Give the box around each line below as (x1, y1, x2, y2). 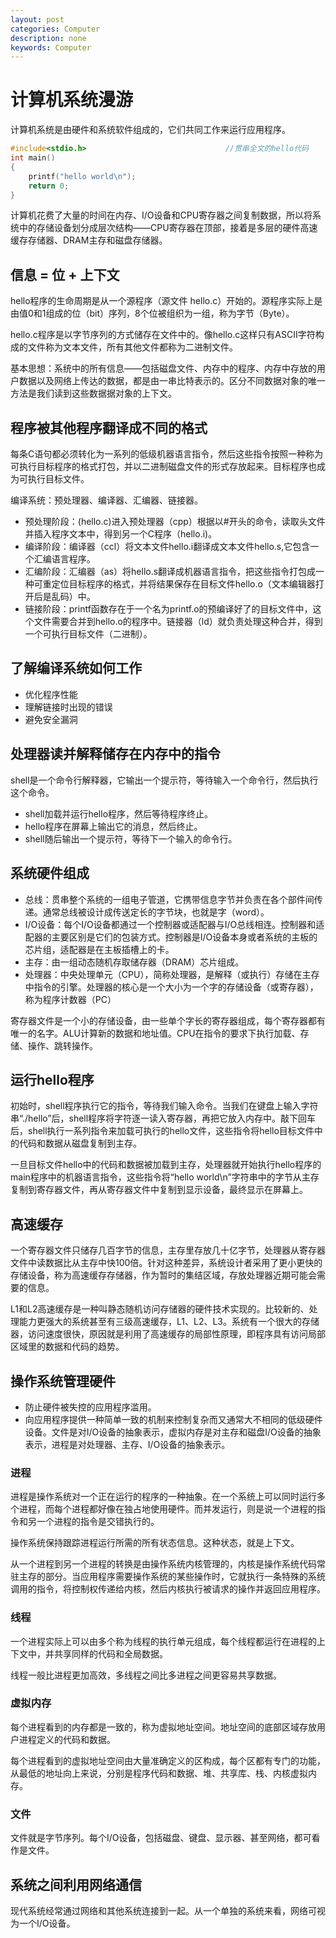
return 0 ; (28, 181, 70, 191)
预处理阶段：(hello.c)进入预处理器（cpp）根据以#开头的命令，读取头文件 (24, 516, 326, 528)
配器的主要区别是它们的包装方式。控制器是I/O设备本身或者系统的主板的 (24, 931, 318, 943)
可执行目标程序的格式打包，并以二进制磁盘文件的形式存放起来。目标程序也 (10, 461, 317, 473)
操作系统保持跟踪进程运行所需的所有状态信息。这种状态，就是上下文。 (10, 1537, 300, 1549)
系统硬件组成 (10, 865, 90, 882)
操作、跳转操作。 (27, 1039, 98, 1051)
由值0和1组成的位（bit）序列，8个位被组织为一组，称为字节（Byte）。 (10, 307, 295, 320)
